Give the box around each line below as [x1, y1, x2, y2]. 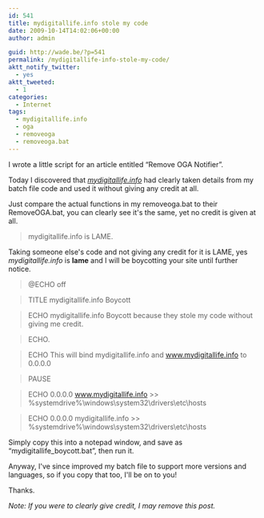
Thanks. [8, 485, 35, 495]
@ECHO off [27, 279, 66, 289]
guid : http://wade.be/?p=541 [8, 49, 106, 57]
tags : [8, 108, 26, 116]
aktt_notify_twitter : [8, 63, 81, 72]
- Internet [15, 101, 52, 109]
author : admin [8, 34, 56, 42]
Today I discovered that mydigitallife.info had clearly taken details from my [8, 175, 254, 185]
